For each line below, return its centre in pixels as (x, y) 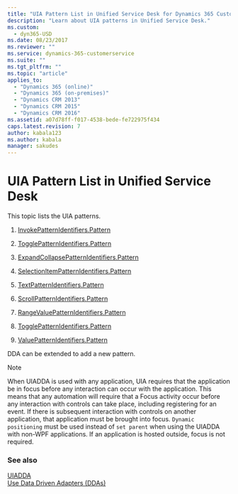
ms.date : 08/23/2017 (38, 41)
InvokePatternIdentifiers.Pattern (64, 230)
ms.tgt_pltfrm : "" (34, 67)
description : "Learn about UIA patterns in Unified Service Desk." (109, 21)
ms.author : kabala (34, 139)
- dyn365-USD (33, 34)
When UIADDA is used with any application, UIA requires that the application (119, 382)
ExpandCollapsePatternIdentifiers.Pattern (78, 257)
